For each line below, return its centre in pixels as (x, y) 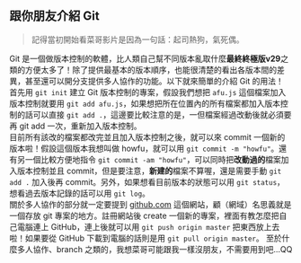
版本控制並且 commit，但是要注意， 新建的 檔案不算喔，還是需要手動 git (149, 171)
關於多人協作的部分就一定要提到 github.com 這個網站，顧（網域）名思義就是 (150, 204)
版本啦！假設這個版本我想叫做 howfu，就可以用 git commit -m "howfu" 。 (144, 148)
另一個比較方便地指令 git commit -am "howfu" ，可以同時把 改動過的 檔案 (149, 159)
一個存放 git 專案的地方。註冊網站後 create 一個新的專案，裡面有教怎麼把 (145, 215)
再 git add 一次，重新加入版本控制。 (75, 126)
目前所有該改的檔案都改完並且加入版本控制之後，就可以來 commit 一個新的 (147, 136)
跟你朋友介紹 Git (55, 16)
